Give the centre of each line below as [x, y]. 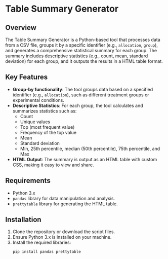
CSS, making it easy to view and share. [53, 165]
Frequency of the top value [48, 132]
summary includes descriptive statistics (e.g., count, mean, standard [77, 56]
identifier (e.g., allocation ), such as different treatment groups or [81, 95]
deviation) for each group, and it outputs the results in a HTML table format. [84, 61]
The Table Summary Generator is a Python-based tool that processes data [83, 40]
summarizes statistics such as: [45, 111]
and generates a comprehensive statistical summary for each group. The [81, 50]
